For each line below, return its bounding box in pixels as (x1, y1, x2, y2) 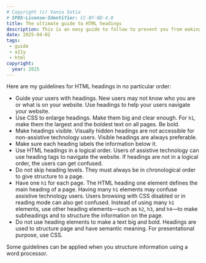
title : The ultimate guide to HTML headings (6, 20, 122, 26)
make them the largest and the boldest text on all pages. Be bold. (15, 121, 180, 128)
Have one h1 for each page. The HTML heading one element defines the (15, 179, 198, 187)
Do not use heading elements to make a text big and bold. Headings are (15, 218, 197, 226)
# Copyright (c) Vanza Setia (6, 9, 81, 15)
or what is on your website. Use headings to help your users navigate (15, 101, 191, 109)
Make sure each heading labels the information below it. (15, 140, 158, 148)
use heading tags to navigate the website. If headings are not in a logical (15, 153, 199, 161)
